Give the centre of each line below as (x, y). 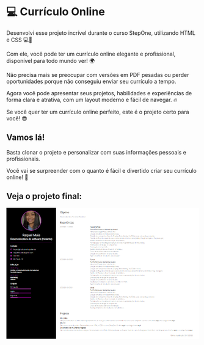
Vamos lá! (26, 138)
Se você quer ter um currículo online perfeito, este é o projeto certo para (98, 112)
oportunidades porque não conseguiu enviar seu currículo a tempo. (91, 81)
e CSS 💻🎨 (19, 40)
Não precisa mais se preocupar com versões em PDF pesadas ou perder (98, 74)
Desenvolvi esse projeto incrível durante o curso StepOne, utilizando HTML (101, 33)
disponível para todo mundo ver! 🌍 (51, 60)
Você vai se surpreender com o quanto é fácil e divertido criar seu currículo (101, 170)
